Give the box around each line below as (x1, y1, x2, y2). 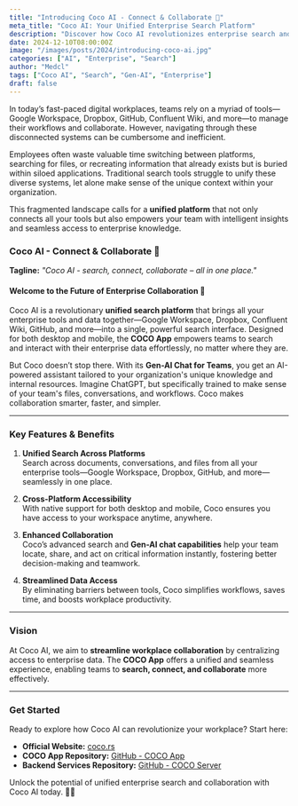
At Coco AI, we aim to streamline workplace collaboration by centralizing (9, 644, 280, 655)
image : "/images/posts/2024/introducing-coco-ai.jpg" (9, 46, 213, 55)
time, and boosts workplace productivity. (21, 594, 172, 604)
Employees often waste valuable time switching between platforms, (9, 148, 255, 160)
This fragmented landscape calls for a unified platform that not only (9, 203, 259, 214)
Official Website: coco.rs (21, 741, 115, 752)
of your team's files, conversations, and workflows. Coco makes (9, 388, 244, 399)
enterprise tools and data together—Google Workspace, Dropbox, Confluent (9, 314, 288, 325)
